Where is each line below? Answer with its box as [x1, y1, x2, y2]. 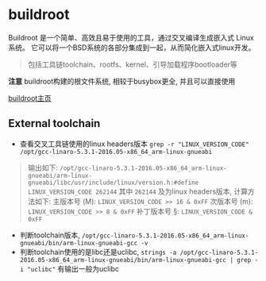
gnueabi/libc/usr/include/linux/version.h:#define [27, 179, 199, 187]
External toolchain [8, 117, 101, 130]
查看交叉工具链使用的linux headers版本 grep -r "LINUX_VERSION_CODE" [19, 139, 249, 148]
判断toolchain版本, [19, 230, 81, 240]
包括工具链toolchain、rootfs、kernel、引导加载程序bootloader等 [27, 60, 238, 69]
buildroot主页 [8, 93, 52, 102]
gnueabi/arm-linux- [27, 171, 93, 179]
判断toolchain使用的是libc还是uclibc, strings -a [19, 247, 177, 256]
